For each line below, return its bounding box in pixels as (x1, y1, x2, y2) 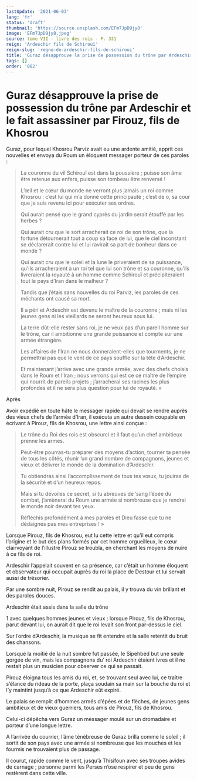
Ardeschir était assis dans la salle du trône (6, 603, 108, 610)
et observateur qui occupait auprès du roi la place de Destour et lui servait (6, 568, 186, 575)
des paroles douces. (6, 592, 56, 599)
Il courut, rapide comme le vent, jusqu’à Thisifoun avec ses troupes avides (6, 757, 186, 765)
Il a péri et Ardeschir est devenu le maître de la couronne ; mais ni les (20, 306, 188, 313)
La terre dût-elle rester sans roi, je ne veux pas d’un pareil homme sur (20, 324, 189, 331)
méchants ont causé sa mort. (20, 295, 91, 302)
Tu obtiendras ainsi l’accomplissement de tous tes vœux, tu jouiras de (20, 473, 189, 480)
